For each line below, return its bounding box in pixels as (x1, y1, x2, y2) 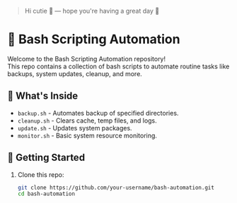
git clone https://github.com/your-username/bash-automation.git (17, 184, 214, 191)
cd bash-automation (17, 190, 76, 197)
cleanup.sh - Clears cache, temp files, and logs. (17, 116, 157, 125)
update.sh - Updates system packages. (17, 123, 132, 132)
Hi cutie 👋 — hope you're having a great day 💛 (24, 7, 160, 15)
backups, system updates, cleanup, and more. (7, 69, 143, 78)
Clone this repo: (17, 170, 64, 179)
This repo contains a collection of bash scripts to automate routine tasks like (7, 62, 230, 70)
